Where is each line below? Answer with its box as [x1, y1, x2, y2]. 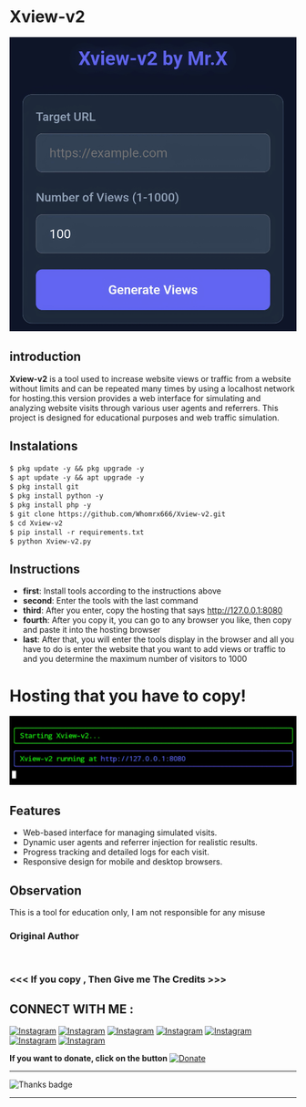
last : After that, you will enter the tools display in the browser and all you [22, 634, 294, 645]
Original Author [9, 930, 79, 943]
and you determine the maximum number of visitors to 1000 [22, 654, 248, 665]
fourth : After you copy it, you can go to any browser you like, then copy [22, 615, 292, 626]
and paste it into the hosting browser [22, 625, 161, 636]
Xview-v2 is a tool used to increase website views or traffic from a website [9, 373, 291, 384]
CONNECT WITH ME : [9, 1001, 134, 1017]
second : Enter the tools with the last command [22, 595, 199, 606]
